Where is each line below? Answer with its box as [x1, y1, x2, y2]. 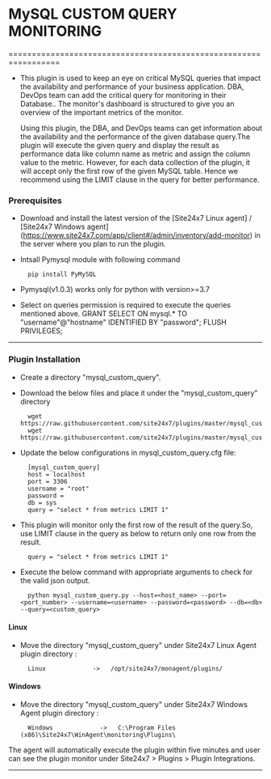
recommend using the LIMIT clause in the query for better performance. [19, 175, 260, 184]
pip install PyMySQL [27, 270, 97, 279]
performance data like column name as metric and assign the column [19, 149, 251, 159]
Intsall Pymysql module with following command [19, 255, 181, 265]
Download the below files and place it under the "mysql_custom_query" [19, 387, 258, 397]
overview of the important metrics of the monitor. [19, 107, 184, 117]
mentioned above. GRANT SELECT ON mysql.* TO [19, 309, 188, 319]
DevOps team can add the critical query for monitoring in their [19, 90, 227, 99]
